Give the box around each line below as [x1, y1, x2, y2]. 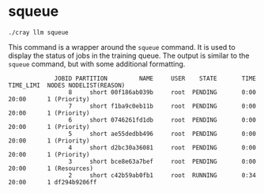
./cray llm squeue [8, 28, 69, 36]
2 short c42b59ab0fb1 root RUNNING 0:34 [68, 171, 257, 180]
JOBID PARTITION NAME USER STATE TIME [54, 74, 257, 82]
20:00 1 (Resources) [8, 165, 93, 172]
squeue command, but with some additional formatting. [8, 59, 186, 69]
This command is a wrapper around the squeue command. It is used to [8, 42, 236, 51]
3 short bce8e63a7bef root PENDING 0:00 [68, 157, 257, 165]
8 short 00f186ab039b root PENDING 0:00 [68, 88, 257, 96]
